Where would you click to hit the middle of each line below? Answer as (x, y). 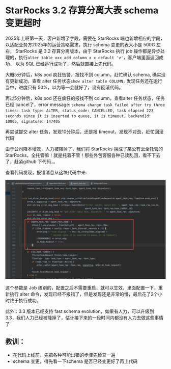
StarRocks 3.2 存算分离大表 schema (82, 10)
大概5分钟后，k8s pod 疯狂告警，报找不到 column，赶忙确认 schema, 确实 (83, 74)
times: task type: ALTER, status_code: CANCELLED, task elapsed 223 (79, 111)
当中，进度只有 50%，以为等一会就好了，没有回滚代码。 (64, 87)
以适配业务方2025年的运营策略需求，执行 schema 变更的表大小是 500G (80, 44)
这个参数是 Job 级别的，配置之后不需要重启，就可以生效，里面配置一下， (82, 288)
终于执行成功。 (25, 300)
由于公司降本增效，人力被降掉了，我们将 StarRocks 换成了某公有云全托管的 (84, 149)
